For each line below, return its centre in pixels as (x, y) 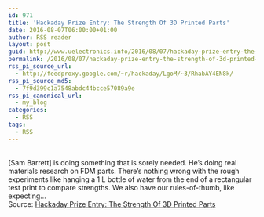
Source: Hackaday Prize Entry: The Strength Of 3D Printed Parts (112, 204)
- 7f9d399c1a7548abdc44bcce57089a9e (75, 88)
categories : (27, 110)
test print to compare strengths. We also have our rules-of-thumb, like (121, 187)
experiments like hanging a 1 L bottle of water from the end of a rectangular (130, 179)
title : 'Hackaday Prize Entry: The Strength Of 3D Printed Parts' (119, 23)
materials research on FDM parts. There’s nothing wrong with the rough (124, 171)
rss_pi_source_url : (40, 67)
